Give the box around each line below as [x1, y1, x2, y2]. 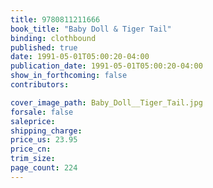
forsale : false [10, 107, 74, 117]
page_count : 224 [10, 163, 78, 173]
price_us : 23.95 [10, 135, 78, 145]
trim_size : [10, 154, 56, 164]
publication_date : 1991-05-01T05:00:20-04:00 [10, 61, 203, 71]
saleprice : [10, 116, 56, 126]
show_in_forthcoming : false [10, 71, 128, 81]
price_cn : [10, 144, 52, 155]
